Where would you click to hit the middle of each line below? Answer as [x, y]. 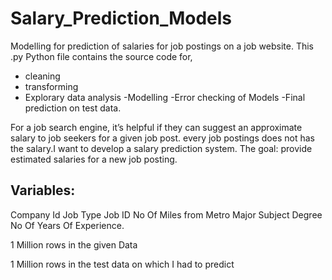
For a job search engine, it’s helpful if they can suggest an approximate [156, 127]
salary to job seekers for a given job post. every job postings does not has [162, 138]
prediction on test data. [73, 108]
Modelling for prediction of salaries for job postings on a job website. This [162, 46]
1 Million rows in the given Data [74, 244]
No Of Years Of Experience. [67, 225]
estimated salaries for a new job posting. [94, 159]
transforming [51, 86]
